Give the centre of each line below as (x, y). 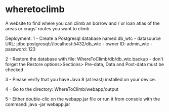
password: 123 (20, 49)
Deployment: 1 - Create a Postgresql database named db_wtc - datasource (83, 38)
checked (14, 70)
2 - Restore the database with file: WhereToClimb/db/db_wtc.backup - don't (84, 59)
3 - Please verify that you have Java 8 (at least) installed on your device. (81, 79)
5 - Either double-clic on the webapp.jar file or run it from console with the (83, 99)
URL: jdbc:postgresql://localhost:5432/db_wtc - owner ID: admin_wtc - (79, 43)
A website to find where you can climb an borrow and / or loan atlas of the (82, 23)
